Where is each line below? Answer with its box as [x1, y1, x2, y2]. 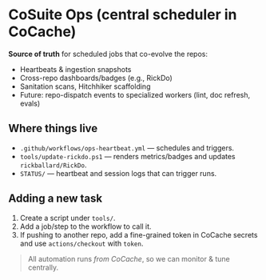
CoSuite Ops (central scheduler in [8, 6, 237, 24]
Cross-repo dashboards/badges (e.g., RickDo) [19, 73, 173, 82]
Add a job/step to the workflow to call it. [19, 222, 152, 231]
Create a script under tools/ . [19, 213, 116, 222]
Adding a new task [8, 192, 102, 206]
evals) [19, 98, 41, 108]
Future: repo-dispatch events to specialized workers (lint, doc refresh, [19, 90, 251, 99]
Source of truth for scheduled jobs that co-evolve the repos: [8, 49, 208, 58]
